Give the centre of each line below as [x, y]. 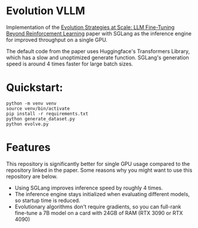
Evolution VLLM [46, 11]
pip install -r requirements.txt [47, 113]
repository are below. [32, 176]
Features [28, 147]
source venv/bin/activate [38, 108]
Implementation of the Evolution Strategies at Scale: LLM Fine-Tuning [90, 27]
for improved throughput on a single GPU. [57, 40]
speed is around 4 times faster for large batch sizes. [70, 64]
